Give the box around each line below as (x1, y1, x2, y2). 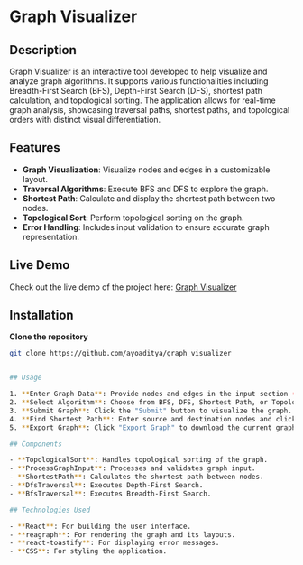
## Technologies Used (9, 505, 91, 514)
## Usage (9, 373, 42, 383)
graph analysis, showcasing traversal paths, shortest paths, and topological (9, 105, 290, 115)
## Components (9, 440, 63, 449)
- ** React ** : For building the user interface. (9, 522, 192, 531)
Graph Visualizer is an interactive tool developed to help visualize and (9, 66, 268, 77)
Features (9, 140, 60, 155)
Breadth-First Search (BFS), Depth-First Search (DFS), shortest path (9, 86, 263, 96)
